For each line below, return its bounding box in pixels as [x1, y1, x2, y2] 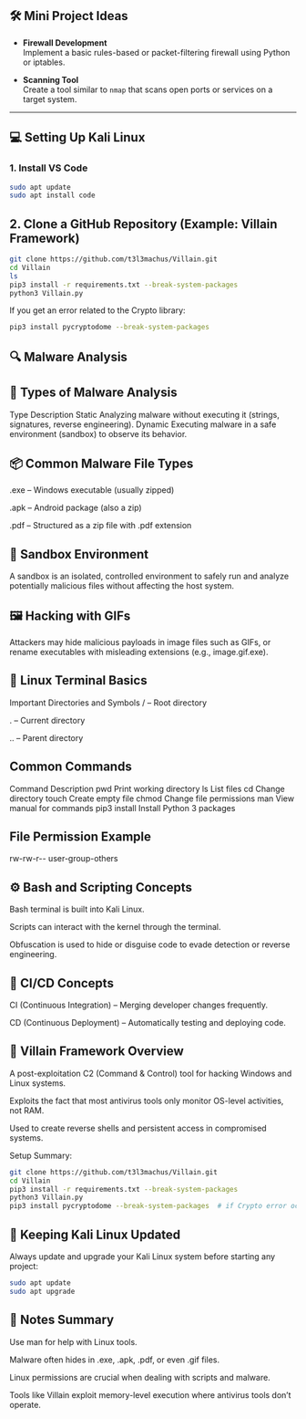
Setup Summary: [9, 1150, 73, 1161]
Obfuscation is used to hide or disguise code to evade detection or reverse [9, 939, 291, 950]
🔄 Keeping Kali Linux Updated [9, 1226, 181, 1242]
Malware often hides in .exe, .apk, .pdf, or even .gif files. [9, 1354, 220, 1365]
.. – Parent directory [9, 732, 84, 743]
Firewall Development [22, 37, 107, 48]
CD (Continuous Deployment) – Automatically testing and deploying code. [9, 1017, 287, 1028]
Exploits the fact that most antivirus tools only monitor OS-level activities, [9, 1095, 284, 1106]
